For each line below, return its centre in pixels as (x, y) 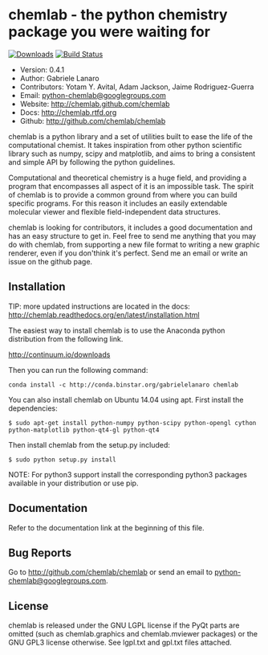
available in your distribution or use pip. (73, 483)
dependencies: (33, 408)
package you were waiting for (110, 32)
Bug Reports (40, 553)
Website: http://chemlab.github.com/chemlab (95, 104)
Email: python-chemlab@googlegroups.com (93, 95)
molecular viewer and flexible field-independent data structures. (114, 211)
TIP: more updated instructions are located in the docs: (99, 306)
